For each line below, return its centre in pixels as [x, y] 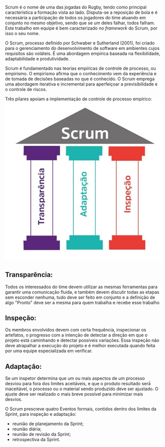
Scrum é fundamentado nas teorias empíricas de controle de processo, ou [81, 68]
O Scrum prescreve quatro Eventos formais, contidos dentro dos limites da [81, 409]
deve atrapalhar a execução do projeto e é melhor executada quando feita [80, 346]
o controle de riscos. [26, 89]
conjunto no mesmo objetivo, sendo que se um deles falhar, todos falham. [80, 23]
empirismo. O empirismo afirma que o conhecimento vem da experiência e [81, 73]
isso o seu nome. [22, 33]
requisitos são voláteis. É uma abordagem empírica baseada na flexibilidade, [83, 53]
